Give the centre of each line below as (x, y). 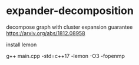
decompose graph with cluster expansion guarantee (69, 27)
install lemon (21, 45)
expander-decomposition (70, 11)
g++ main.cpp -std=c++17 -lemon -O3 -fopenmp (66, 56)
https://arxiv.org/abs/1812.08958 (46, 33)
